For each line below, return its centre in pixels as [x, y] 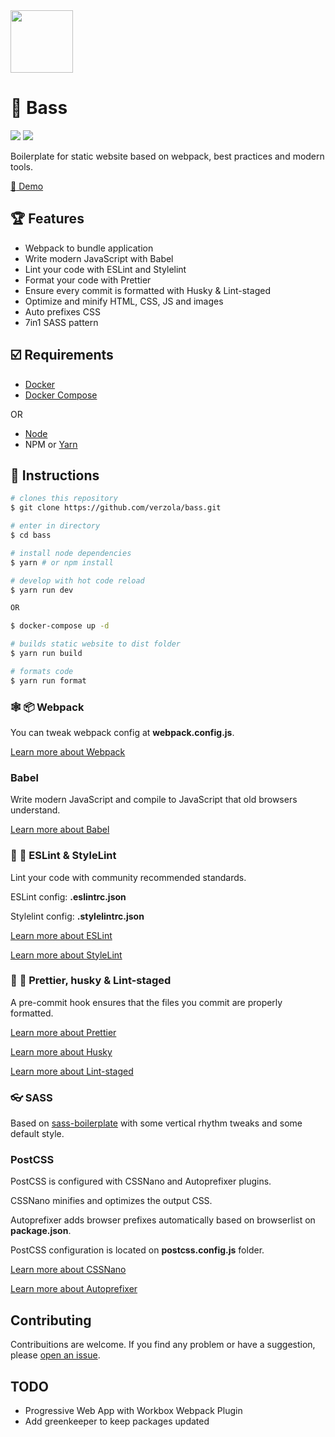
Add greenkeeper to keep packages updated [117, 1421]
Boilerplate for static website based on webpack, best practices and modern [167, 156]
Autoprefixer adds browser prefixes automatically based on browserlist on [163, 1220]
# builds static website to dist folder [96, 644]
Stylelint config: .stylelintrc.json [77, 916]
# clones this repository [64, 499]
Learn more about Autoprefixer [74, 1289]
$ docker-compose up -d [60, 626]
